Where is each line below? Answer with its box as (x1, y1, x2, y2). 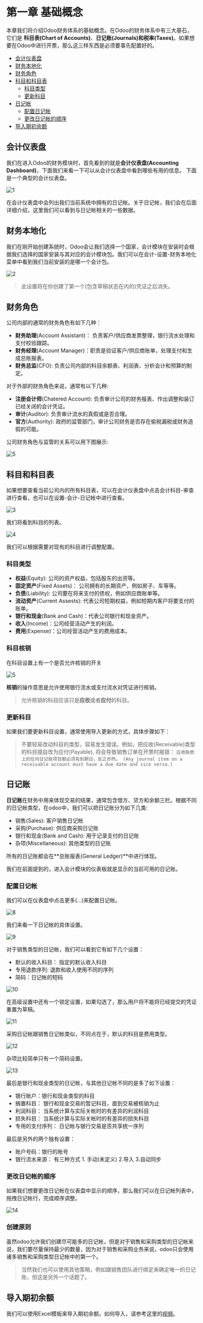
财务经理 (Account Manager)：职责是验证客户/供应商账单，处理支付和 (14, 347, 187, 354)
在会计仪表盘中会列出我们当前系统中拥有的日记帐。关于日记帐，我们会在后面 (6, 199, 197, 206)
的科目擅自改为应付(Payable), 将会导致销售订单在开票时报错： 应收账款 (21, 748, 195, 756)
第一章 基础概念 (6, 5, 83, 19)
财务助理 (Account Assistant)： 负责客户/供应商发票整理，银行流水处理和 (14, 332, 195, 339)
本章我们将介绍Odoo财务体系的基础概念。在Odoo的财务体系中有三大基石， (6, 27, 193, 34)
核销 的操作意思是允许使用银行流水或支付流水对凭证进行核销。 (6, 683, 160, 690)
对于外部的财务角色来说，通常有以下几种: (6, 382, 109, 390)
